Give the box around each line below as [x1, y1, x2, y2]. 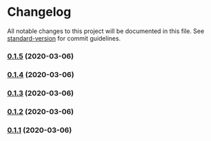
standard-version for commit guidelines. [7, 34, 121, 42]
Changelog [7, 4, 71, 20]
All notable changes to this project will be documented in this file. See [7, 27, 205, 35]
